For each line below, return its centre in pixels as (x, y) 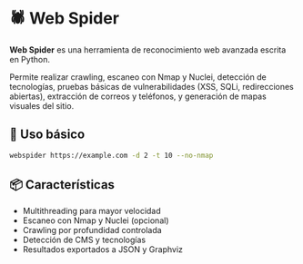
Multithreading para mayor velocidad (91, 211)
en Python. (30, 59)
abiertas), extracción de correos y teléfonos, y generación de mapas (138, 96)
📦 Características (62, 185)
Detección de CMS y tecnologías (84, 240)
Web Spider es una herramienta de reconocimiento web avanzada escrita (148, 49)
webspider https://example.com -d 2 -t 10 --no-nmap (111, 155)
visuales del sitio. (42, 105)
